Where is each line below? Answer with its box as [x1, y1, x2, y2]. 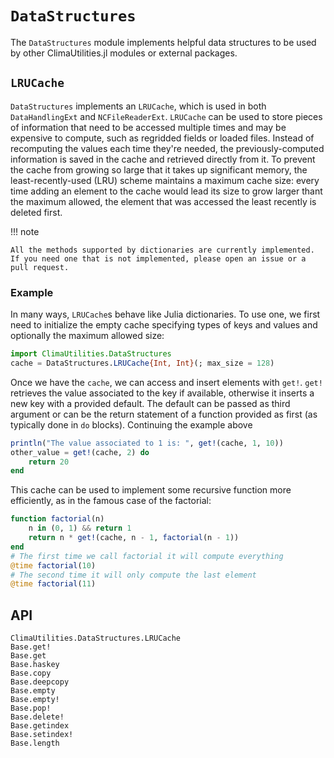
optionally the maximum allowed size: [10, 330, 165, 342]
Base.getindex [10, 721, 70, 731]
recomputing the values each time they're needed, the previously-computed [10, 142, 325, 154]
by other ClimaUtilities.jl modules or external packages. [10, 47, 238, 59]
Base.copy [10, 668, 52, 679]
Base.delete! [10, 712, 65, 722]
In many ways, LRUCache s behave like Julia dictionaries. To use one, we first [10, 308, 321, 321]
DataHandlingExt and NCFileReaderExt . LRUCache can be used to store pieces [10, 110, 323, 122]
